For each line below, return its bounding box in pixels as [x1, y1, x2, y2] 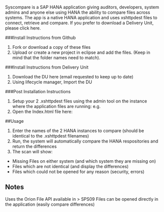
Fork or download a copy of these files [12, 44, 91, 50]
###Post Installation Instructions [5, 89, 71, 94]
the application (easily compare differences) [5, 201, 95, 207]
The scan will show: [12, 149, 53, 154]
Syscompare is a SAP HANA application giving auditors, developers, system [5, 4, 159, 10]
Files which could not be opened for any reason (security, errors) [12, 169, 145, 175]
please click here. [5, 25, 41, 31]
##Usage [5, 118, 24, 124]
